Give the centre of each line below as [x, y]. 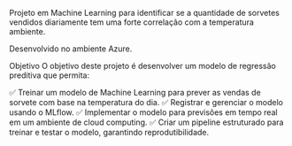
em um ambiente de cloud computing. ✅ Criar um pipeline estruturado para [146, 122]
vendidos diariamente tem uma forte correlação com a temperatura [132, 22]
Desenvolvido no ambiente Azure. [71, 49]
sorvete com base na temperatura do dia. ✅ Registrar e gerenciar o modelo [146, 102]
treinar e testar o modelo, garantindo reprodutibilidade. [109, 132]
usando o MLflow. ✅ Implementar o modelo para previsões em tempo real [143, 112]
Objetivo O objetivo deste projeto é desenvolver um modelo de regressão [142, 66]
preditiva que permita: [50, 75]
